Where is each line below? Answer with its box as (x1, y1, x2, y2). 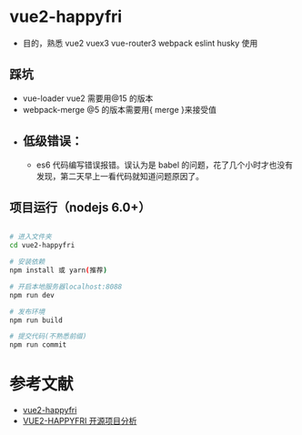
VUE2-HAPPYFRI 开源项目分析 (22, 416, 137, 427)
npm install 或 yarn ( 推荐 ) (9, 266, 107, 275)
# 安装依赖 (9, 258, 45, 267)
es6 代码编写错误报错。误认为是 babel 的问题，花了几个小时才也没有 (35, 159, 294, 170)
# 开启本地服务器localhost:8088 (9, 282, 123, 291)
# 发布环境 (9, 307, 45, 316)
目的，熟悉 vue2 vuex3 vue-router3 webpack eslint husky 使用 (22, 37, 258, 48)
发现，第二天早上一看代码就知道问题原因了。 (35, 170, 205, 181)
